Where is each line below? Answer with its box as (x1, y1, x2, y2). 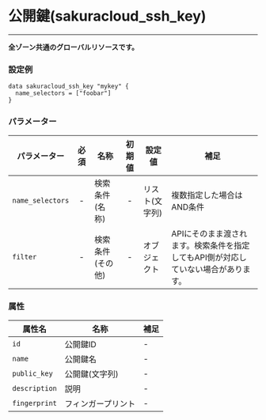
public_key (12, 369, 53, 378)
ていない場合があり (171, 263, 243, 274)
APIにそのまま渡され (171, 228, 248, 239)
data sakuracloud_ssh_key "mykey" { (8, 82, 129, 91)
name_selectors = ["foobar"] (15, 89, 112, 97)
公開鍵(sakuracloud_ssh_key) (8, 7, 207, 25)
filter (12, 252, 37, 261)
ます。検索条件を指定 (171, 240, 250, 251)
